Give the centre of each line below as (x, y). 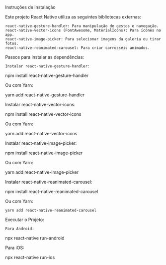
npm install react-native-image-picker (44, 153)
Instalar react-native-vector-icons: (40, 105)
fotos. (12, 43)
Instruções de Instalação (30, 7)
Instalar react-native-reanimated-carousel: (49, 182)
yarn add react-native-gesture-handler (45, 95)
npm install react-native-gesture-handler (47, 75)
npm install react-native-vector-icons (43, 114)
